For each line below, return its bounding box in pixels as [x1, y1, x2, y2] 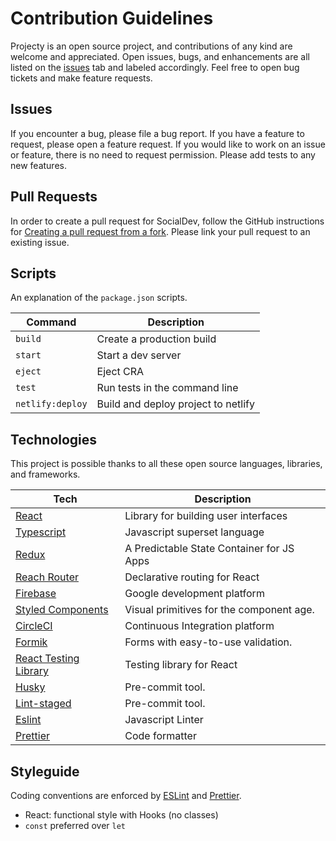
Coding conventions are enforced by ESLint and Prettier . [10, 790, 242, 801]
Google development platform [124, 587, 265, 601]
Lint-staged [15, 697, 72, 711]
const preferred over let [24, 820, 127, 831]
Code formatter [124, 729, 197, 743]
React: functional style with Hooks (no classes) [24, 809, 219, 821]
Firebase [15, 587, 57, 601]
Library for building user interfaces [124, 509, 288, 523]
